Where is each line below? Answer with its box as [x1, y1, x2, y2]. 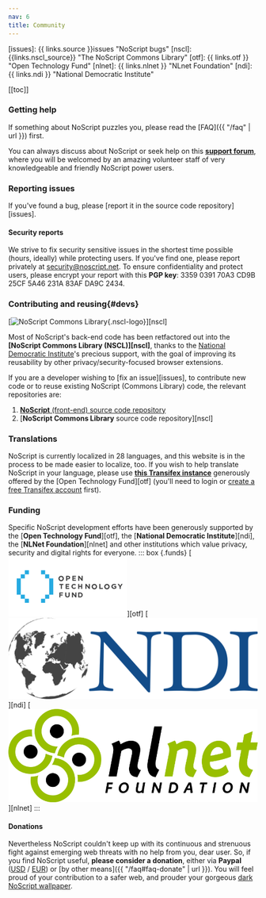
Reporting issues [8, 182, 75, 194]
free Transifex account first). [8, 485, 101, 494]
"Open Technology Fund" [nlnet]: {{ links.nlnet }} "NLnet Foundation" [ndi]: [8, 60, 253, 71]
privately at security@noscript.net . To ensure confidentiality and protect [8, 262, 244, 271]
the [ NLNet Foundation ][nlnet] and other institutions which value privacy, [8, 539, 248, 549]
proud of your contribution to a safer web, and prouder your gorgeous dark [8, 873, 253, 882]
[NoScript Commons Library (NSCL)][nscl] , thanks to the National [8, 340, 226, 350]
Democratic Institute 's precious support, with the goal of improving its [8, 349, 236, 359]
